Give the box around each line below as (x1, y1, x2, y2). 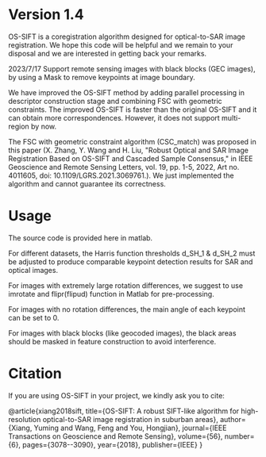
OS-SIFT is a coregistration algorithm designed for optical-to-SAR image (8, 32, 246, 41)
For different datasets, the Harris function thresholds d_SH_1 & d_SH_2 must (8, 248, 256, 258)
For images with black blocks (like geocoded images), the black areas (8, 328, 237, 338)
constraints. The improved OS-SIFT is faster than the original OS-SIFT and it (8, 105, 257, 114)
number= (224, 431, 255, 441)
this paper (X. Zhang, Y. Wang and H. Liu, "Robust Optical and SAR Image (8, 145, 249, 155)
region (8, 121, 29, 131)
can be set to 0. (8, 313, 60, 322)
